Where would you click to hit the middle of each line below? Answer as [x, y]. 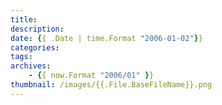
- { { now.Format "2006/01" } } [91, 76]
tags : [21, 57]
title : [24, 19]
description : [37, 29]
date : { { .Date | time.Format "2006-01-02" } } [106, 38]
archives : [31, 66]
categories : [35, 47]
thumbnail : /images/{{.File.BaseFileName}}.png [111, 85]
